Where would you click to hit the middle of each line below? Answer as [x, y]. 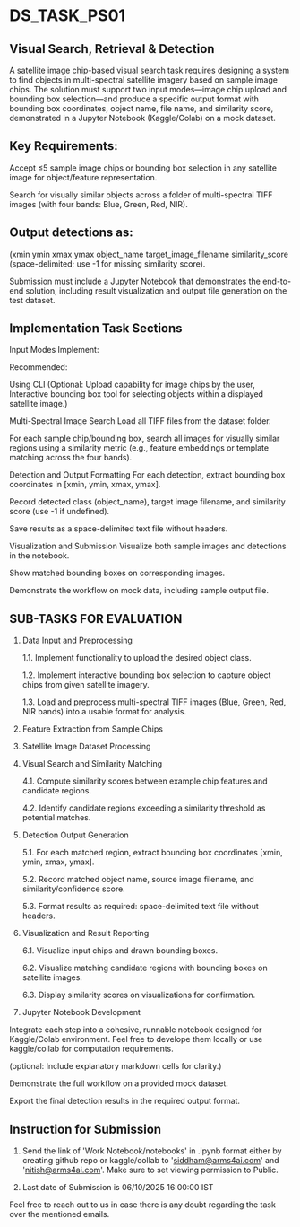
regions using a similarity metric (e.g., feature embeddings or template [139, 448]
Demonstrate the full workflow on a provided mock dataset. [119, 1083]
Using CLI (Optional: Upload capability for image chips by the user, [132, 385]
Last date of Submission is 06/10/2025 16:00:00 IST [118, 1188]
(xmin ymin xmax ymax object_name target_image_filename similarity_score [149, 254]
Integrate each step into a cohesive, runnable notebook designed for [136, 1030]
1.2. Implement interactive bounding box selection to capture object [146, 675]
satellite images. [52, 977]
